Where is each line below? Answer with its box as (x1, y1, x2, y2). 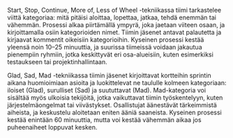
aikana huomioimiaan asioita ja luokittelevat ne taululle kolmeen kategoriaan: (7, 79, 227, 86)
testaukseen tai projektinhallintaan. (7, 58, 107, 66)
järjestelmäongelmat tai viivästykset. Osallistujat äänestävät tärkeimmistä (7, 101, 218, 109)
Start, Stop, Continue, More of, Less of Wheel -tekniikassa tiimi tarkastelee (7, 6, 222, 14)
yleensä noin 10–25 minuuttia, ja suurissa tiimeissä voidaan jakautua (7, 43, 202, 51)
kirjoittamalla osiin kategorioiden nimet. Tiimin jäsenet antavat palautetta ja (7, 28, 222, 36)
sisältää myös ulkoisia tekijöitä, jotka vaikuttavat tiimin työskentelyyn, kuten (7, 93, 223, 102)
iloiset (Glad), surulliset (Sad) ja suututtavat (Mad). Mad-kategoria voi (7, 86, 206, 94)
